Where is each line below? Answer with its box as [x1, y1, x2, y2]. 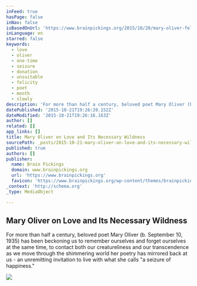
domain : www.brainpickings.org [11, 167, 88, 173]
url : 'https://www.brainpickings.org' [11, 173, 107, 179]
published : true [6, 145, 46, 151]
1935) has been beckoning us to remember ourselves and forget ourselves [6, 237, 186, 244]
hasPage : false [6, 14, 43, 20]
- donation [11, 69, 38, 75]
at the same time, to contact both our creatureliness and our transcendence [6, 244, 189, 251]
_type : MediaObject [6, 189, 54, 194]
